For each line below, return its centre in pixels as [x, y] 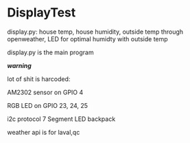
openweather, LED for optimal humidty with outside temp [87, 38]
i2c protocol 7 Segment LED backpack [61, 119]
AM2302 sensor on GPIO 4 [45, 92]
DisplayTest [41, 13]
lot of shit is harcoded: [39, 79]
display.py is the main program [50, 52]
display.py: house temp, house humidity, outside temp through [95, 32]
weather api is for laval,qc [44, 132]
